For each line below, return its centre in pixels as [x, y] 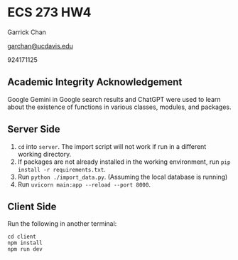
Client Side [32, 206]
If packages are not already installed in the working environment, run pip [124, 162]
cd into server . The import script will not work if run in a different [112, 146]
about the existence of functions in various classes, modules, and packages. [119, 107]
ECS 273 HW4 [49, 12]
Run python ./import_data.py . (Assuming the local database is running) [123, 177]
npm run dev [25, 249]
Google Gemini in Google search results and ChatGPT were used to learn [114, 99]
